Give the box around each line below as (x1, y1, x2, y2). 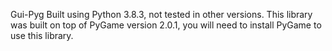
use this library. (10, 30, 74, 41)
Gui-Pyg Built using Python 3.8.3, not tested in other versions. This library (10, 9, 313, 20)
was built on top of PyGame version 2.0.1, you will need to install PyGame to (10, 19, 322, 31)
